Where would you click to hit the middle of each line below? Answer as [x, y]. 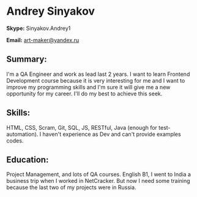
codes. [15, 140]
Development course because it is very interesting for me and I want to [96, 80]
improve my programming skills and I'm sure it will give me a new [88, 87]
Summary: [27, 59]
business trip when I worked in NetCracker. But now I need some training [98, 181]
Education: [28, 159]
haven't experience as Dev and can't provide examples [112, 134]
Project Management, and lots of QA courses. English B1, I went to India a [99, 174]
